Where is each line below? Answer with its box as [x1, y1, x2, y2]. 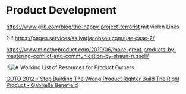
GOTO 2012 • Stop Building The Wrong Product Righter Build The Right [6, 75, 180, 82]
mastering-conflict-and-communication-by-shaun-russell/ [6, 52, 149, 59]
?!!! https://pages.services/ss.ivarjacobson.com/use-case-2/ [6, 34, 155, 41]
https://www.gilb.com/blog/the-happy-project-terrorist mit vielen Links [6, 23, 179, 30]
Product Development [6, 4, 117, 17]
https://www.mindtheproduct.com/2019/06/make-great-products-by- [6, 46, 176, 53]
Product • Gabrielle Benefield [6, 81, 78, 89]
